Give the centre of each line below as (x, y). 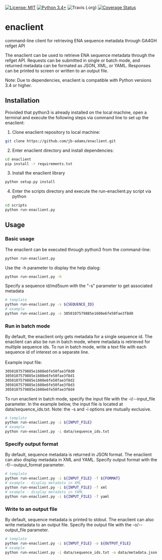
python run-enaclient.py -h (33, 277)
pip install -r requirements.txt (39, 164)
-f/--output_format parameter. (35, 465)
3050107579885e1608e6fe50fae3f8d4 (40, 389)
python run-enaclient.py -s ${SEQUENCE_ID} (50, 305)
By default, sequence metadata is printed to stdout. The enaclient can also (80, 519)
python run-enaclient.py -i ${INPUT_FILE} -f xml (56, 488)
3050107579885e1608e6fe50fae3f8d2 (40, 380)
